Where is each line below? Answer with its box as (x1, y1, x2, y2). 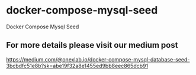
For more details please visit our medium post (6, 40, 178, 50)
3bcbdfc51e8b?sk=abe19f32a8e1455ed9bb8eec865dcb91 (6, 62, 149, 69)
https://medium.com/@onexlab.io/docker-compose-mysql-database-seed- (6, 56, 190, 63)
